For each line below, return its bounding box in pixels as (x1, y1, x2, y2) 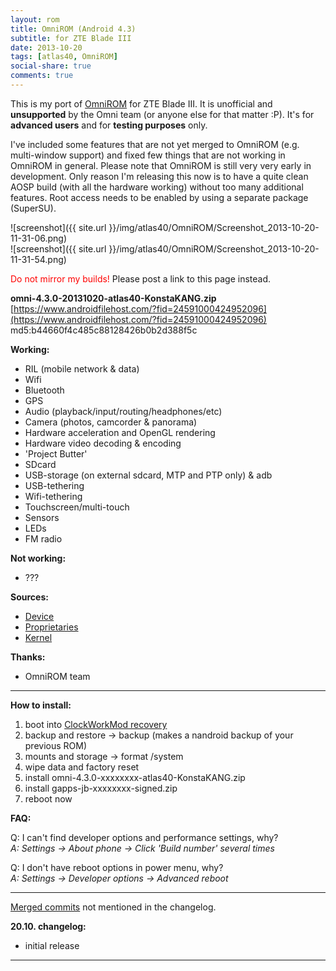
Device (24, 610, 55, 622)
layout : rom (10, 14, 60, 25)
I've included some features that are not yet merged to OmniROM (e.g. (10, 138, 300, 150)
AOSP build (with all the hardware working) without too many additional (10, 181, 304, 193)
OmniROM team (24, 670, 91, 682)
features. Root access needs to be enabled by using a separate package (10, 191, 309, 203)
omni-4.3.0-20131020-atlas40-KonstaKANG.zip (10, 292, 217, 304)
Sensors (24, 511, 60, 523)
